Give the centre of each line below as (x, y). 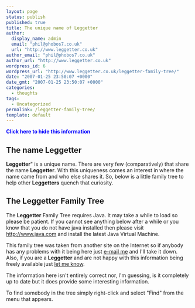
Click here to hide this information (48, 132)
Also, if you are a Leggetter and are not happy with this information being (95, 258)
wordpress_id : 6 (26, 66)
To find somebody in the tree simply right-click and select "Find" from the (95, 293)
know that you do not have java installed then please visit (75, 227)
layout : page (22, 11)
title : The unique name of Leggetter (52, 28)
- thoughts (25, 93)
